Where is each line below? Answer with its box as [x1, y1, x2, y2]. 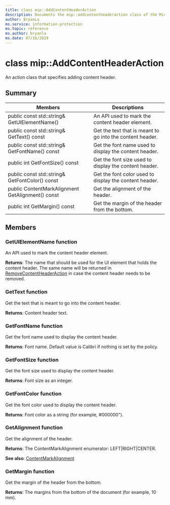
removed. [5, 276, 25, 282]
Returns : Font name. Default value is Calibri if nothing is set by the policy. [5, 344, 158, 350]
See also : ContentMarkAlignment [5, 455, 75, 461]
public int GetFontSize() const [8, 159, 79, 166]
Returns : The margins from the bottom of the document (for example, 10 [5, 489, 156, 495]
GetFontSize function [5, 356, 59, 363]
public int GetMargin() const [8, 203, 75, 210]
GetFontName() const [8, 148, 60, 155]
